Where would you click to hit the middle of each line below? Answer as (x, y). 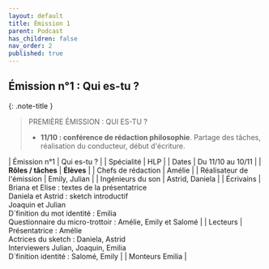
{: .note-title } (31, 105)
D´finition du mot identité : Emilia (62, 213)
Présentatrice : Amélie (45, 230)
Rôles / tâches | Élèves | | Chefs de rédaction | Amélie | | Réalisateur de (128, 170)
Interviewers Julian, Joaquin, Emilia (67, 247)
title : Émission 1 (39, 23)
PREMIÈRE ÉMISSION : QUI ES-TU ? (88, 122)
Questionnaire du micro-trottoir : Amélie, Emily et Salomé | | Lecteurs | (126, 222)
